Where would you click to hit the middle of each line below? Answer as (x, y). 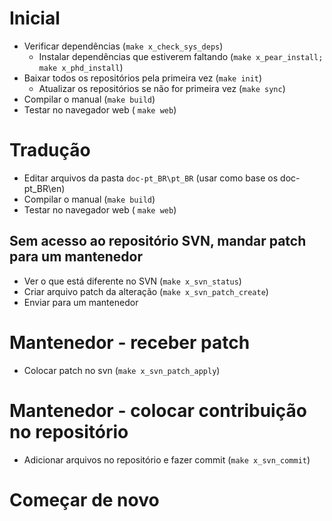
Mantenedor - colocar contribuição (158, 410)
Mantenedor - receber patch (130, 342)
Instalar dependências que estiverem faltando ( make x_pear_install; (181, 56)
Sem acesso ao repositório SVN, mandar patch (158, 241)
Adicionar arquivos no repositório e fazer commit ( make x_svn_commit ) (167, 459)
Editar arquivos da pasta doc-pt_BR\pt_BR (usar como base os (151, 178)
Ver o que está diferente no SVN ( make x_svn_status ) (132, 281)
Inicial (35, 18)
